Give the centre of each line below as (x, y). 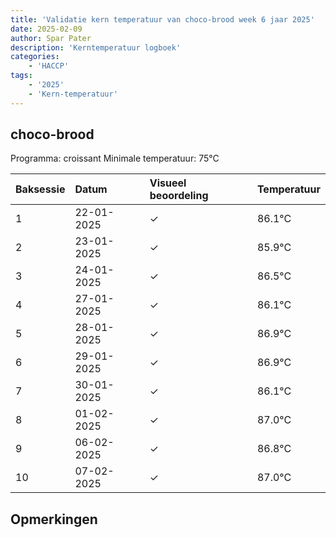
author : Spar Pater (51, 38)
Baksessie (40, 189)
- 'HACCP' (49, 66)
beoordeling (179, 196)
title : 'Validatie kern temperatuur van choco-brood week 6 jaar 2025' (162, 19)
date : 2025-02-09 (46, 29)
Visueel (168, 183)
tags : (21, 76)
